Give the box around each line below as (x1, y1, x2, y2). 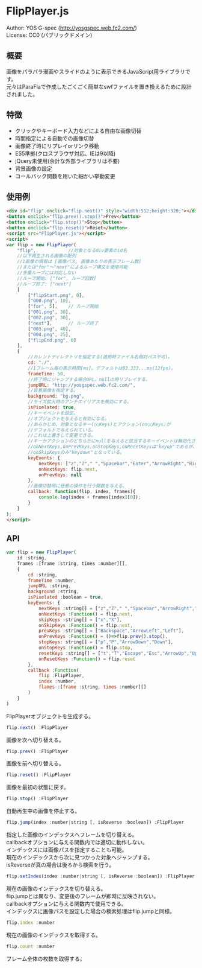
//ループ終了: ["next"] (17, 281, 72, 287)
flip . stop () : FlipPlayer (6, 795, 69, 802)
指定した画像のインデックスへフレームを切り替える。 (6, 831, 138, 838)
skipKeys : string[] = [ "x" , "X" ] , (38, 617, 122, 623)
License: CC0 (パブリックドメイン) (6, 31, 93, 39)
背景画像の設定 (14, 165, 52, 172)
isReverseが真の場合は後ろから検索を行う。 (6, 861, 115, 868)
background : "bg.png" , (28, 393, 85, 400)
